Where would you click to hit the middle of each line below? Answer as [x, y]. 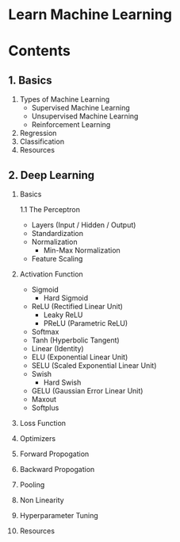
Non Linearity [42, 500]
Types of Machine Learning [65, 99]
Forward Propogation [54, 454]
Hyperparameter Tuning [59, 515]
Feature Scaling [57, 259]
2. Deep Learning [52, 175]
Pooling [32, 485]
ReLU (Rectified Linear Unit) [77, 306]
